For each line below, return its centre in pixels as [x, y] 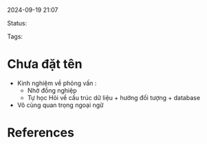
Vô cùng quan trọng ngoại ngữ [60, 105]
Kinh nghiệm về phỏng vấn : [57, 83]
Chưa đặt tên [45, 64]
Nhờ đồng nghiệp [52, 90]
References [41, 133]
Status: [17, 23]
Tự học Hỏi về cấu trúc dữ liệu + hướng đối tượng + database [114, 97]
